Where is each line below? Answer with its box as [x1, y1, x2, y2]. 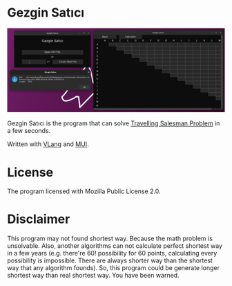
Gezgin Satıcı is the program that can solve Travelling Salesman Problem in [7, 119, 220, 127]
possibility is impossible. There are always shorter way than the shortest [7, 256, 213, 265]
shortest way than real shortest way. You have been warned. [7, 271, 180, 280]
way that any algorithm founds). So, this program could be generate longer [7, 264, 220, 272]
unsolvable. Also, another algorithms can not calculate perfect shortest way [7, 242, 223, 250]
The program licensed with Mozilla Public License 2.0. [7, 187, 161, 195]
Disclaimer [7, 211, 70, 227]
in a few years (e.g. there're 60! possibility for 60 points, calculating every [7, 249, 217, 258]
